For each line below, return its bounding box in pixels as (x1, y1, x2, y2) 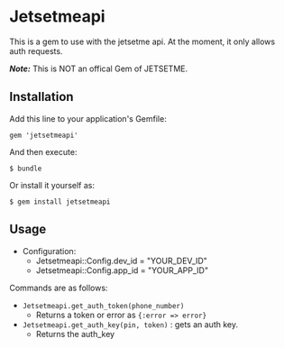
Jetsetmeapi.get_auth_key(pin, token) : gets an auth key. (22, 318, 239, 330)
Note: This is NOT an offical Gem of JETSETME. (9, 63, 188, 74)
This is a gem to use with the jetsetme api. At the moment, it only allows (9, 36, 276, 47)
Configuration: (22, 245, 77, 256)
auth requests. (9, 45, 63, 56)
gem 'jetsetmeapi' (9, 131, 78, 140)
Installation (9, 89, 74, 105)
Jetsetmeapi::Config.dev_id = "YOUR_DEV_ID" (35, 255, 207, 266)
